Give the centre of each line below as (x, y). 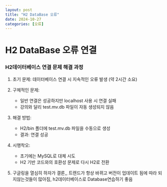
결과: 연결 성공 (34, 134)
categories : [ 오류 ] (25, 24)
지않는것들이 (25, 179)
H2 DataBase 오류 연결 (51, 50)
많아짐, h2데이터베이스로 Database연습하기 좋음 (86, 179)
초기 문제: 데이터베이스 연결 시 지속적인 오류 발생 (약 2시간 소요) (75, 79)
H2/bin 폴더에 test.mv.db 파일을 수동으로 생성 (65, 128)
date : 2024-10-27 (23, 19)
